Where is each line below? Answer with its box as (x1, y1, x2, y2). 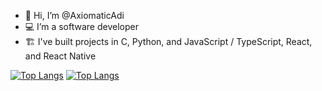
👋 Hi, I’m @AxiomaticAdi (24, 10, 125, 21)
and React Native (24, 50, 97, 62)
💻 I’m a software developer (24, 21, 139, 32)
